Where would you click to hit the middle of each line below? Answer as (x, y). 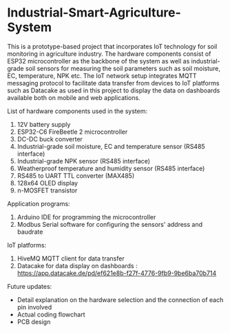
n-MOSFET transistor (47, 190)
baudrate (30, 232)
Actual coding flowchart (51, 314)
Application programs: (39, 203)
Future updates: (30, 286)
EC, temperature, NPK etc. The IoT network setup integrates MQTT (102, 75)
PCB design (34, 321)
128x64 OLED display (47, 183)
